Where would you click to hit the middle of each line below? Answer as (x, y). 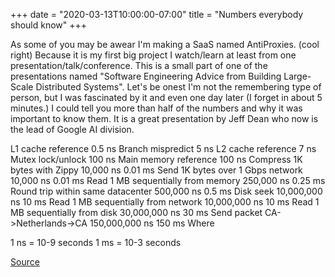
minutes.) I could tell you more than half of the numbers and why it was (156, 108)
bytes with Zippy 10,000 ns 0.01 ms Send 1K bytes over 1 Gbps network (156, 170)
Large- (297, 76)
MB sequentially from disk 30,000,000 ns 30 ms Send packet (136, 212)
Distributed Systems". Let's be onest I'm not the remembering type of (178, 87)
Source (25, 262)
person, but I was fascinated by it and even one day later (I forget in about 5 (166, 97)
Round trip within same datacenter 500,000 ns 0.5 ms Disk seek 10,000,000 (166, 191)
